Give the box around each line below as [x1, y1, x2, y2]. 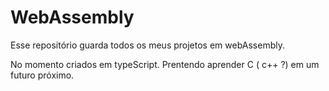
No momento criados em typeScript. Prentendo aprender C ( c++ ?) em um [10, 58, 320, 70]
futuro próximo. [10, 69, 75, 81]
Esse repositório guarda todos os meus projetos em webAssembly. [10, 39, 285, 51]
